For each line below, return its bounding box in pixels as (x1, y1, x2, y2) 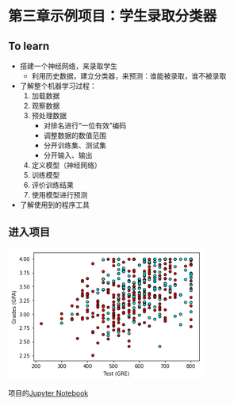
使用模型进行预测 (31, 190, 88, 199)
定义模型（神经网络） (31, 160, 102, 170)
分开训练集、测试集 (43, 140, 107, 150)
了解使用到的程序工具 (19, 200, 90, 209)
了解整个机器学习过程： (19, 81, 97, 90)
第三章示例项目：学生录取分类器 (8, 7, 217, 25)
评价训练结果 (31, 180, 74, 190)
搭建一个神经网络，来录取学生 (19, 61, 117, 71)
